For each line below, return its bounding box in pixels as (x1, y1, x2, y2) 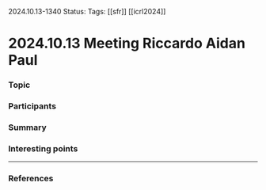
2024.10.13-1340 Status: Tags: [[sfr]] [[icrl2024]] (8, 7, 166, 16)
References (8, 173, 54, 184)
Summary (8, 122, 47, 133)
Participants (8, 101, 57, 112)
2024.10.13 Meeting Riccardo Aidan (8, 35, 245, 52)
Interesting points (8, 142, 78, 154)
